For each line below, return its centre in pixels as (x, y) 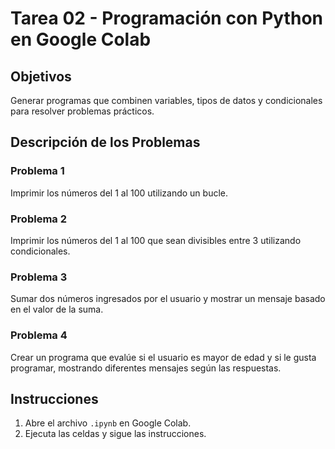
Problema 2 (38, 219)
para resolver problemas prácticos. (82, 111)
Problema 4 (39, 335)
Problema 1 (37, 171)
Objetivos (41, 76)
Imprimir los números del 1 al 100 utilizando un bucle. (119, 193)
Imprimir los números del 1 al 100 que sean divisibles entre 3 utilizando (156, 240)
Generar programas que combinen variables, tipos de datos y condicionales (166, 100)
